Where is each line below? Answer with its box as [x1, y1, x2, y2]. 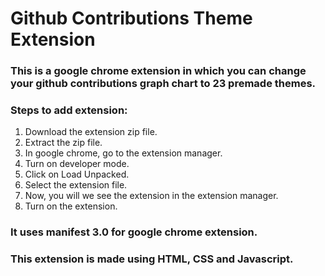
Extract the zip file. [24, 137, 103, 149]
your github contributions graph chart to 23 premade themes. [10, 77, 317, 91]
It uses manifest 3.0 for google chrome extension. [10, 225, 258, 239]
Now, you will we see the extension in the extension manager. [24, 190, 279, 202]
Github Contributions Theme [10, 7, 253, 30]
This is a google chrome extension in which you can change [10, 64, 307, 78]
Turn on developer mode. [24, 158, 130, 170]
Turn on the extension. [24, 200, 118, 212]
